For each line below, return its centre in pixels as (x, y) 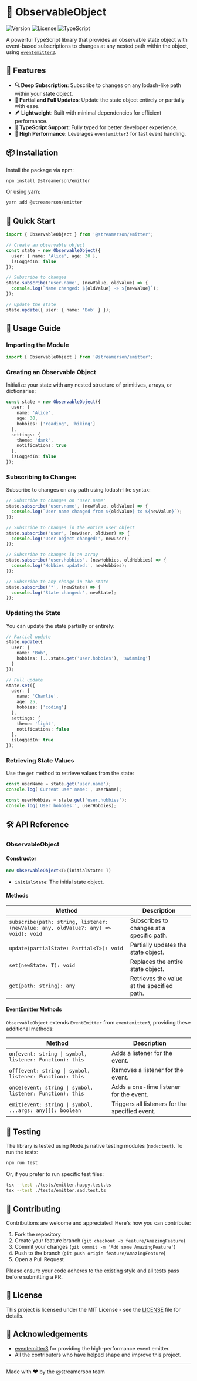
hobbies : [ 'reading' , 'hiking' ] (56, 424)
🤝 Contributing (33, 1209)
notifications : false (43, 729)
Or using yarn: (23, 192)
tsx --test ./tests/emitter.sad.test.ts (56, 1191)
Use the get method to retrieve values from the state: (70, 773)
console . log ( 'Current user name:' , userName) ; (64, 789)
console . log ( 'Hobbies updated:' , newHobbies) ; (69, 566)
